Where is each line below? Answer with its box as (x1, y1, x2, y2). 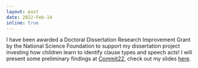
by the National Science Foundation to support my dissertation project (6, 42, 181, 50)
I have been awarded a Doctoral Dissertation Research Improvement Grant (6, 36, 191, 44)
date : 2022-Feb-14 (6, 14, 52, 20)
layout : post (6, 8, 39, 15)
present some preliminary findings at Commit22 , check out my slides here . (6, 55, 191, 63)
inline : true (6, 20, 39, 26)
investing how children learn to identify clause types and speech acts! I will (6, 49, 193, 56)
